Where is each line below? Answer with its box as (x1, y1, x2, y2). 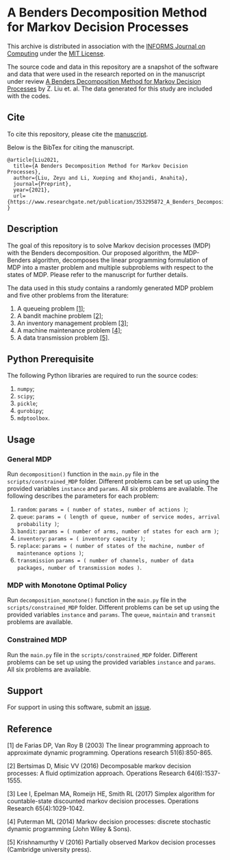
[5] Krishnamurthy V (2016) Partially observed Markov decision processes (7, 838, 216, 846)
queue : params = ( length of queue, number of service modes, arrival (16, 512, 220, 521)
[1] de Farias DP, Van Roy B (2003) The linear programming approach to (7, 741, 210, 750)
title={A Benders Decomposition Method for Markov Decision (13, 163, 188, 169)
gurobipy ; (16, 407, 44, 415)
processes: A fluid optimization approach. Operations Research (7, 769, 186, 778)
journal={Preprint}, (13, 180, 72, 187)
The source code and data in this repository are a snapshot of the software (7, 62, 219, 71)
